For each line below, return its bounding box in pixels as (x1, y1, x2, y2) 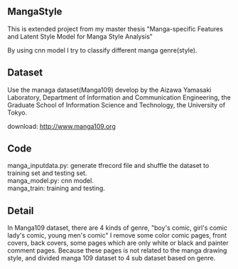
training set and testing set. (7, 169, 87, 177)
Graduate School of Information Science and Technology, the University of (7, 100, 226, 109)
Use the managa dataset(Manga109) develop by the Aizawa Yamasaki (7, 85, 212, 94)
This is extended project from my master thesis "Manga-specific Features (7, 24, 224, 33)
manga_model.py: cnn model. (7, 176, 94, 185)
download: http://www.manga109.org (7, 122, 116, 130)
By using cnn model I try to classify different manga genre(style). (7, 46, 198, 54)
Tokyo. (7, 108, 28, 117)
